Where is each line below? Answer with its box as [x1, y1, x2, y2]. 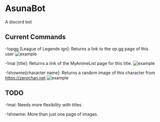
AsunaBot [5, 3, 46, 14]
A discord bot [5, 19, 32, 25]
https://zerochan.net [5, 75, 46, 80]
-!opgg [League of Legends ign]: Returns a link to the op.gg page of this [5, 46, 149, 51]
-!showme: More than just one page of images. [5, 111, 99, 117]
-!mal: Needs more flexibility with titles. [5, 102, 83, 107]
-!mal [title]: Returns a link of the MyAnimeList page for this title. [5, 60, 132, 66]
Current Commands [5, 33, 66, 41]
